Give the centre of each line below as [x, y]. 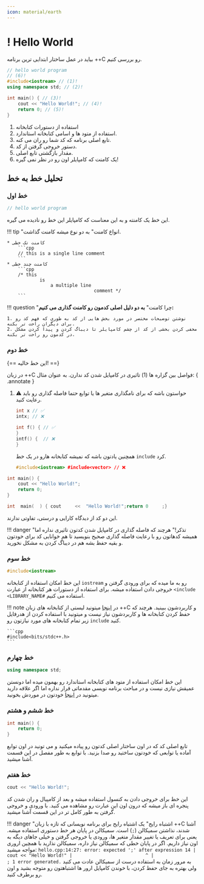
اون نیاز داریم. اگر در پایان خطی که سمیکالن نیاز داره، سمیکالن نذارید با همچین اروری [102, 843]
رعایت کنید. [29, 400]
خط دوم [17, 350]
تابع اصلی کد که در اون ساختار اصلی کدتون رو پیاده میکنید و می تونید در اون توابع [97, 746]
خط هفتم [19, 775]
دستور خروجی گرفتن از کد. [46, 146]
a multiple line [71, 286]
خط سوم [19, 558]
